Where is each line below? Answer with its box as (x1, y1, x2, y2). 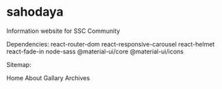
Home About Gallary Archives (6, 73, 90, 82)
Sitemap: (6, 60, 32, 68)
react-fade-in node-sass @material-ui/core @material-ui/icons (6, 47, 184, 55)
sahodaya (6, 4, 64, 20)
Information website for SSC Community (6, 27, 121, 35)
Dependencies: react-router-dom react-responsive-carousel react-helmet (6, 40, 215, 48)
